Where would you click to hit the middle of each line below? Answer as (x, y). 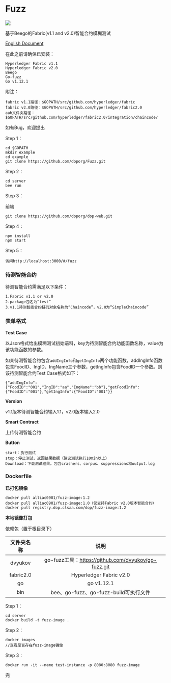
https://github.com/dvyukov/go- (118, 560)
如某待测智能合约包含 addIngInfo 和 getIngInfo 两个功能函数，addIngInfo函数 (84, 360)
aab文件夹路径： (20, 113)
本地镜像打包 (19, 517)
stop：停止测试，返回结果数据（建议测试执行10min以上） (57, 458)
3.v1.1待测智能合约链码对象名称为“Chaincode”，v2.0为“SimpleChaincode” (77, 307)
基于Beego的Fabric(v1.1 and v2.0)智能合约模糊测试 (58, 33)
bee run (13, 186)
